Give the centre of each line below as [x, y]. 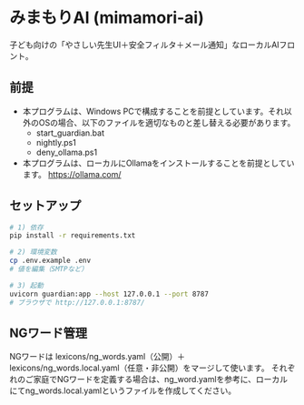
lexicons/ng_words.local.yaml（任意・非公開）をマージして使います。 [139, 368]
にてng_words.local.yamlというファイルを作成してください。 [123, 390]
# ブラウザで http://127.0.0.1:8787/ [77, 302]
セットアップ [45, 206]
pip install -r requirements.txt [73, 236]
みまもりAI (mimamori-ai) [107, 18]
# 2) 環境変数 [33, 252]
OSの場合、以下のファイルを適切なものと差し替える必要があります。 [167, 122]
